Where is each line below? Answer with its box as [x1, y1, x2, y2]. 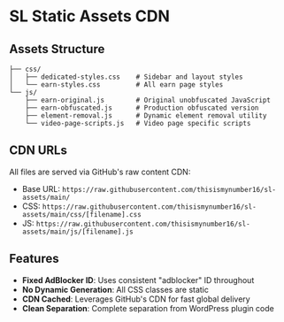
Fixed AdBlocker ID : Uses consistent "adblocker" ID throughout [21, 274, 255, 285]
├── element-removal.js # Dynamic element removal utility [25, 111, 267, 120]
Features [9, 251, 59, 266]
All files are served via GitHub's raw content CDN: [9, 166, 191, 177]
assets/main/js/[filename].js [21, 227, 134, 236]
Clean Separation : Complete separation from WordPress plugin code [21, 303, 274, 313]
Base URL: [21, 183, 60, 194]
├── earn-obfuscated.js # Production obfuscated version [25, 103, 259, 112]
